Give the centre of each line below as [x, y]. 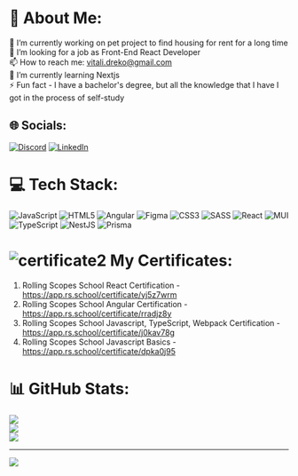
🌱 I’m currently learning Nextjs [64, 75]
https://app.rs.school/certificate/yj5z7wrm [99, 294]
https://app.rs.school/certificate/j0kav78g [98, 332]
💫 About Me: [56, 18]
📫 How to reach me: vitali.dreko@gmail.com [91, 62]
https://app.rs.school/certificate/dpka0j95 [98, 351]
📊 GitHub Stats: [70, 389]
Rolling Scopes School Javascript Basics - [99, 342]
